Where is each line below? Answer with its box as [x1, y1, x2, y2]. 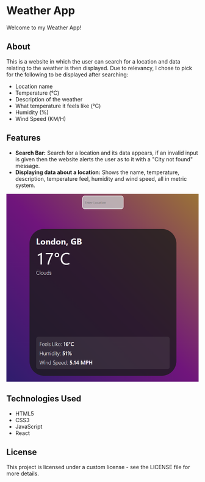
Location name [15, 82, 53, 90]
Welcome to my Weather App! [6, 24, 82, 31]
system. [15, 181, 35, 189]
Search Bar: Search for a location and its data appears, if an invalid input [15, 149, 198, 156]
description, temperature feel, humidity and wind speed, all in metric [15, 175, 187, 182]
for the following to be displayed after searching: [6, 71, 129, 78]
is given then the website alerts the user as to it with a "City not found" [15, 155, 193, 162]
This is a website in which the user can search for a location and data [6, 57, 181, 65]
